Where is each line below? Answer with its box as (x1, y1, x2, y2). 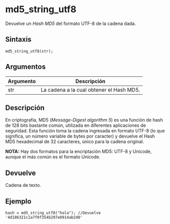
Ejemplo (5, 197, 31, 206)
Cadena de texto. (5, 182, 42, 188)
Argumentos (5, 63, 46, 71)
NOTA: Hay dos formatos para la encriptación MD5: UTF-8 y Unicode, (5, 149, 152, 155)
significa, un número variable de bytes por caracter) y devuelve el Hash (5, 133, 155, 139)
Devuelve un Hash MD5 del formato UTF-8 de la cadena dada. (5, 20, 136, 26)
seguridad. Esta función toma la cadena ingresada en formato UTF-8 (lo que (5, 128, 165, 134)
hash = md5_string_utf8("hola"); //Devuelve (5, 210, 101, 215)
